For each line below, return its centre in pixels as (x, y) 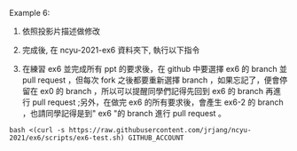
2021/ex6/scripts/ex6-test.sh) (67, 138)
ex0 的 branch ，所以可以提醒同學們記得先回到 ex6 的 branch (152, 91)
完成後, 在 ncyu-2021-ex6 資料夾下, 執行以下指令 (111, 50)
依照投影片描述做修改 (61, 31)
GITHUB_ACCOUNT (156, 138)
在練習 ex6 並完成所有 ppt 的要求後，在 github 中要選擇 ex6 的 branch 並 (155, 69)
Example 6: (30, 13)
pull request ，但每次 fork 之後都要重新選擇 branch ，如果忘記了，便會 (151, 80)
